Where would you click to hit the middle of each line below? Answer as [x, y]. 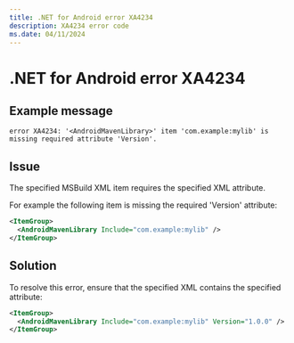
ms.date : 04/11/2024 [48, 34]
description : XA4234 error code [69, 26]
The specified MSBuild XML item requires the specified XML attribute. [137, 188]
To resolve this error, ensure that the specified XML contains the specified [145, 287]
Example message [61, 111]
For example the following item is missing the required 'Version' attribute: [143, 205]
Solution [33, 266]
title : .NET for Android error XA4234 [81, 17]
